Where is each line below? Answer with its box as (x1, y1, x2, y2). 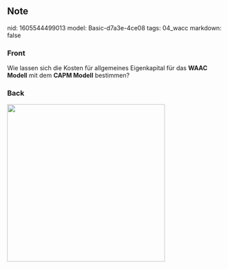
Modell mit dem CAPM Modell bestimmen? (7, 72, 129, 80)
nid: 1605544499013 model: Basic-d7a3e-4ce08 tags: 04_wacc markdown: (7, 23, 222, 32)
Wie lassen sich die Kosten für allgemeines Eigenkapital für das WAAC (7, 64, 208, 72)
